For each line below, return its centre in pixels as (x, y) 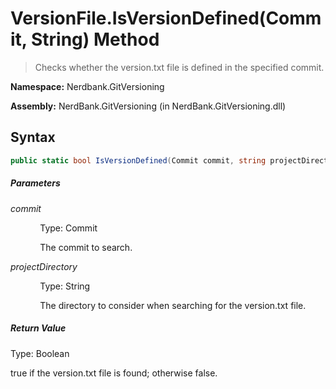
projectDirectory (44, 266)
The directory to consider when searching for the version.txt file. (173, 305)
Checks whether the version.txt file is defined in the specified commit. (179, 67)
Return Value (38, 328)
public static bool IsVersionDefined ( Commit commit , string (138, 160)
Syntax (33, 137)
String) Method (95, 39)
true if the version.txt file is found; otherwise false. (114, 373)
